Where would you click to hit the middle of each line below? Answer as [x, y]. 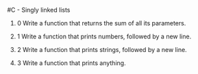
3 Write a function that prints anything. [71, 63]
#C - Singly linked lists [39, 10]
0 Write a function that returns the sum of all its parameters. [101, 23]
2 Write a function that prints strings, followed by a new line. [102, 50]
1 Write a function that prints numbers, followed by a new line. [104, 36]
